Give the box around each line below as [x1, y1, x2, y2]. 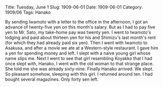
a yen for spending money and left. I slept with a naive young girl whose [5, 50, 151, 56]
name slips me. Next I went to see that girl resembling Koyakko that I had [5, 56, 152, 61]
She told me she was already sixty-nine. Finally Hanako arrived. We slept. [5, 66, 154, 72]
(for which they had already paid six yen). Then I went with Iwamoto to [5, 40, 148, 46]
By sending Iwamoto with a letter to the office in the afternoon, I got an [5, 19, 148, 25]
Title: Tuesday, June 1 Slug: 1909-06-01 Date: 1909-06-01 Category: [5, 4, 143, 10]
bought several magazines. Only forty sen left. [5, 76, 99, 82]
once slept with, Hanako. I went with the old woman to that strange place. [5, 61, 154, 66]
